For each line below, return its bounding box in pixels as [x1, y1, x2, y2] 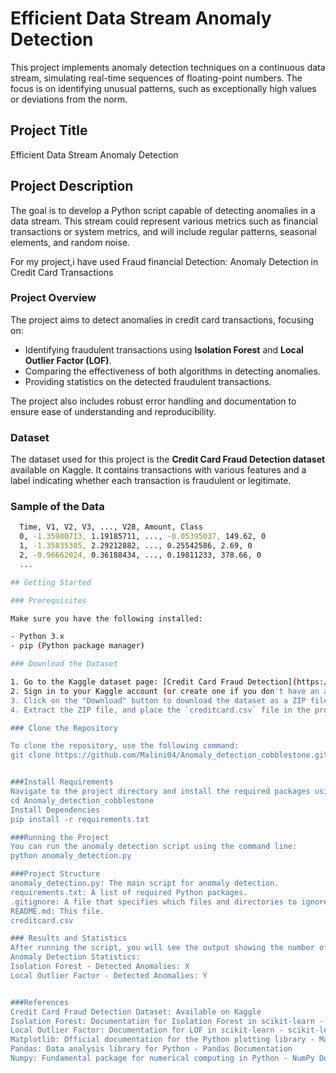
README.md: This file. [10, 906, 105, 916]
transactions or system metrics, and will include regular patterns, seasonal [10, 225, 317, 237]
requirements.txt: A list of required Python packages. [10, 887, 248, 897]
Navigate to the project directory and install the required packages [10, 787, 311, 797]
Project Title [10, 122, 88, 139]
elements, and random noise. [10, 236, 131, 248]
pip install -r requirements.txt [10, 814, 150, 824]
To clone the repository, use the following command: [10, 741, 240, 751]
